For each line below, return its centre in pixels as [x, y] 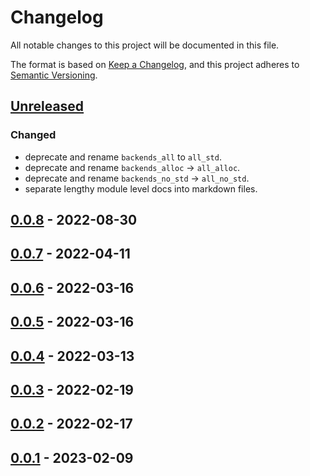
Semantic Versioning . [54, 75]
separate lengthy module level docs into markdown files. [141, 188]
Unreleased [47, 106]
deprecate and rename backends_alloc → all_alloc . [132, 167]
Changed [33, 135]
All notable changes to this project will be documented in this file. [145, 45]
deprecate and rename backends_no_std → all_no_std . [137, 178]
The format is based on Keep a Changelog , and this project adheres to [155, 64]
